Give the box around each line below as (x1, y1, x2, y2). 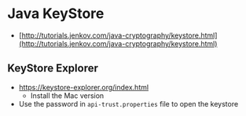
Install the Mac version (30, 91, 105, 100)
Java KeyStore (7, 5, 105, 23)
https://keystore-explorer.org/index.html (18, 82, 149, 92)
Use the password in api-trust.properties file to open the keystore (18, 99, 239, 108)
